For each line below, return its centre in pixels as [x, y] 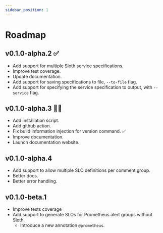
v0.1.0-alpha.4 [29, 158]
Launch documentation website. [46, 143]
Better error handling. [35, 181]
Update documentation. [37, 76]
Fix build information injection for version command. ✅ [69, 131]
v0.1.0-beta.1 [26, 197]
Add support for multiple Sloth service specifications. [68, 66]
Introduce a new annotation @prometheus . [62, 225]
